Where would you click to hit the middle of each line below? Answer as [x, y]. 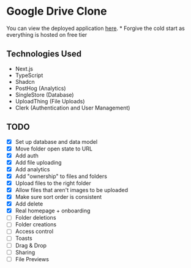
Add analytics [32, 169]
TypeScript [29, 75]
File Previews [32, 259]
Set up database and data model [56, 141]
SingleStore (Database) [45, 95]
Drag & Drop [31, 245]
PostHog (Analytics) [40, 88]
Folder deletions [36, 218]
